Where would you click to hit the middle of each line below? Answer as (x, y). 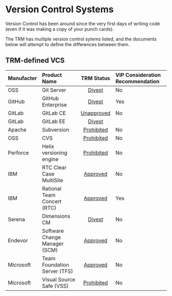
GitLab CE (54, 113)
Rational (51, 188)
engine (50, 159)
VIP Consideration (138, 75)
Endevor (18, 240)
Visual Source (59, 279)
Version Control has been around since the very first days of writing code (83, 24)
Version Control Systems (60, 9)
